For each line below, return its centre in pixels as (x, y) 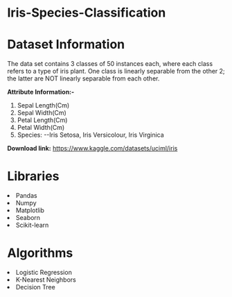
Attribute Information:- (41, 92)
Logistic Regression (44, 272)
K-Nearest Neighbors (46, 280)
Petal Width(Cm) (41, 128)
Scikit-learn (33, 225)
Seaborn (28, 218)
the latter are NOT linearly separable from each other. (83, 78)
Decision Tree (36, 287)
